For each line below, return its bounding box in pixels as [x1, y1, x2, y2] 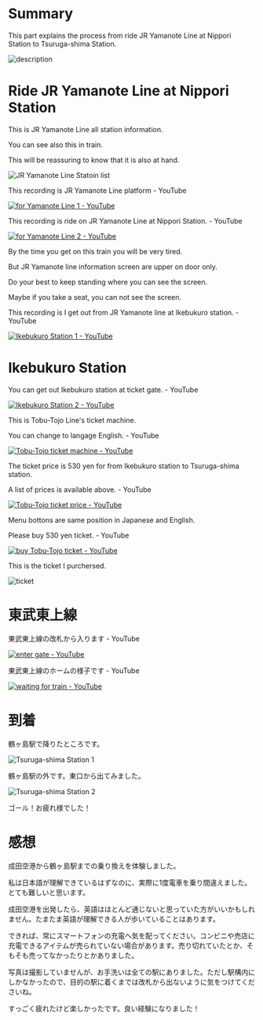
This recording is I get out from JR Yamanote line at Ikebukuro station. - [8, 308, 239, 317]
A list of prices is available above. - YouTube [8, 485, 152, 494]
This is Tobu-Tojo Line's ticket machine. [8, 415, 137, 425]
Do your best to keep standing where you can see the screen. [8, 277, 208, 286]
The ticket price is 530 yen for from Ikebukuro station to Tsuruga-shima [8, 461, 239, 471]
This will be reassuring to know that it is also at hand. [8, 155, 180, 164]
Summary [8, 5, 73, 23]
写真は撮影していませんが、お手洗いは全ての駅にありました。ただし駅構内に [8, 967, 255, 977]
